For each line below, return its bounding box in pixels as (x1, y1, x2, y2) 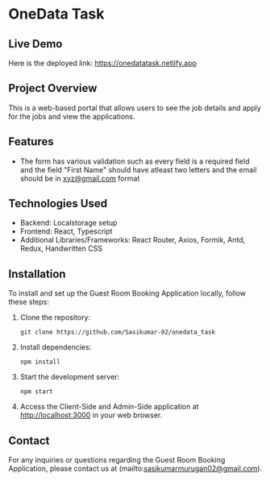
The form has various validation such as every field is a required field (19, 156, 250, 166)
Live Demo (8, 37, 63, 51)
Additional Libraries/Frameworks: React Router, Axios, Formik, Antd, (19, 235, 246, 245)
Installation (8, 267, 66, 280)
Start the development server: (19, 372, 120, 382)
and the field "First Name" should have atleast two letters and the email (19, 164, 257, 174)
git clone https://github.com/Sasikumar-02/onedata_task (19, 328, 216, 337)
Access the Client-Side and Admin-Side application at (19, 402, 199, 412)
